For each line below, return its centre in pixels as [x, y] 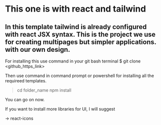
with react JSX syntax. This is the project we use [80, 34]
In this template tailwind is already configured [76, 27]
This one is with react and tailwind [76, 9]
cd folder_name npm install [44, 90]
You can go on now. [25, 100]
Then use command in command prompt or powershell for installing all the [80, 76]
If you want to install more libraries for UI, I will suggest [60, 109]
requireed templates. [26, 81]
